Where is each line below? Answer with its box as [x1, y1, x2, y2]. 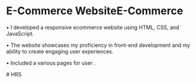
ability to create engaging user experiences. [6, 47, 114, 55]
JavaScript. [6, 30, 34, 37]
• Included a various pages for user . [6, 59, 96, 66]
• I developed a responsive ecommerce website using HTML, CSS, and [6, 24, 179, 31]
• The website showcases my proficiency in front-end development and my [6, 41, 191, 49]
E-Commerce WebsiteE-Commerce [6, 4, 184, 18]
